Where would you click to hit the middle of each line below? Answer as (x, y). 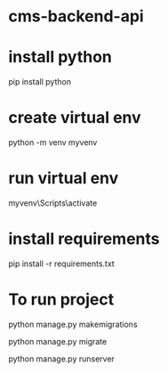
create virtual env (75, 118)
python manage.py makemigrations (73, 324)
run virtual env (64, 178)
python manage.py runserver (61, 359)
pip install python (40, 82)
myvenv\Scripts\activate (53, 203)
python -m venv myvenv (53, 142)
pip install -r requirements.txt (61, 264)
